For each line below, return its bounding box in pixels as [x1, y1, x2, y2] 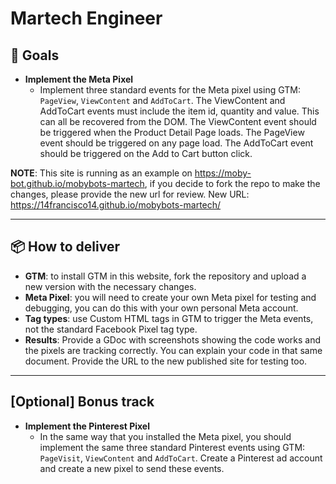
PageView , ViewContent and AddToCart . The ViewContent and [39, 95, 286, 106]
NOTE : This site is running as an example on [10, 167, 193, 179]
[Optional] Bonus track [10, 393, 155, 411]
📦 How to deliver [10, 238, 120, 256]
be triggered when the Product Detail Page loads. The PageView [39, 127, 305, 138]
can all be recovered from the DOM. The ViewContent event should [39, 116, 317, 127]
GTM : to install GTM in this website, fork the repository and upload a [24, 270, 307, 282]
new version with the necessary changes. [24, 280, 197, 292]
